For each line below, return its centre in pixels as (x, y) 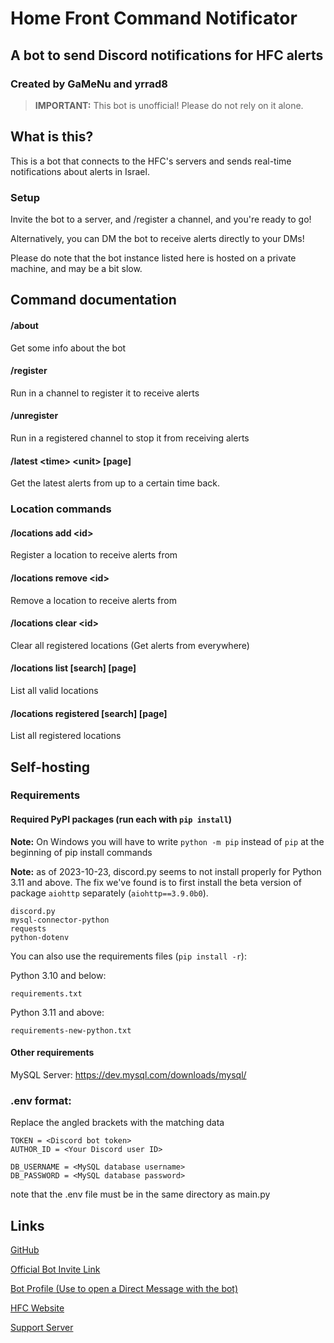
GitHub (25, 1249)
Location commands (61, 509)
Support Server (42, 1327)
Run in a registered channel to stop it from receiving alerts (130, 438)
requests (28, 928)
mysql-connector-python (60, 920)
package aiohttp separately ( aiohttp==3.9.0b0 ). (109, 893)
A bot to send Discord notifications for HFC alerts (167, 55)
